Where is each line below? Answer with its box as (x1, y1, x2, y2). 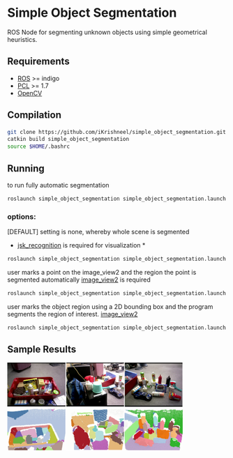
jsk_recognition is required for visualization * (17, 241, 146, 250)
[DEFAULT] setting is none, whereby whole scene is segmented (7, 228, 190, 236)
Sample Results (7, 344, 77, 356)
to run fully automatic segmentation (7, 181, 110, 189)
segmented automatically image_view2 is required (7, 275, 151, 284)
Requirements (7, 56, 70, 68)
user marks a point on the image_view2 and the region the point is (7, 268, 197, 277)
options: (7, 211, 36, 221)
